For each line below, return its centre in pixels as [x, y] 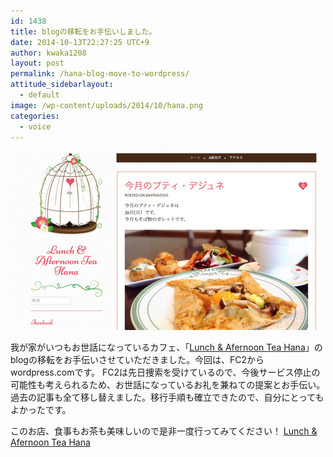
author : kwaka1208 [48, 53]
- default [39, 95]
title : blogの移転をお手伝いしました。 [83, 31]
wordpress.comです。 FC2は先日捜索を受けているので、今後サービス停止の [165, 372]
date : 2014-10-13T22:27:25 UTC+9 [80, 42]
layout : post [37, 63]
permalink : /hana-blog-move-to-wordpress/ [100, 74]
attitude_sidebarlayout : [62, 85]
